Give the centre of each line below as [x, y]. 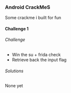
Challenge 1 [17, 28]
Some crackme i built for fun [33, 18]
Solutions [14, 71]
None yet [14, 86]
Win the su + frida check [36, 55]
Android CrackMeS [28, 7]
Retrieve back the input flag [39, 60]
